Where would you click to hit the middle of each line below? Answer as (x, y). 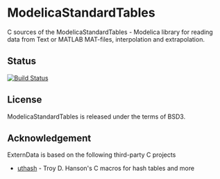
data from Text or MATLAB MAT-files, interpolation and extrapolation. (106, 39)
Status (22, 61)
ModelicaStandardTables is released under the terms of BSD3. (96, 117)
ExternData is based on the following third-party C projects (92, 155)
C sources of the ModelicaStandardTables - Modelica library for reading (110, 32)
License (25, 100)
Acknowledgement (49, 138)
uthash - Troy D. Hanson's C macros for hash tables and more (106, 169)
